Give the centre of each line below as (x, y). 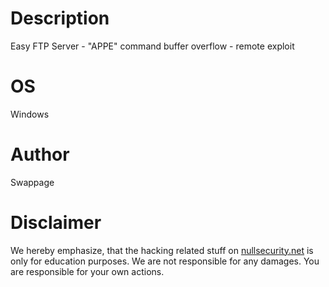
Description (60, 18)
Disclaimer (56, 223)
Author (40, 154)
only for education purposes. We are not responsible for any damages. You (165, 261)
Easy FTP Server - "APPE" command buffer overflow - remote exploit (152, 46)
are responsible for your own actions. (87, 271)
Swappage (32, 182)
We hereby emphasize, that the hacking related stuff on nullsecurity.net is (162, 250)
